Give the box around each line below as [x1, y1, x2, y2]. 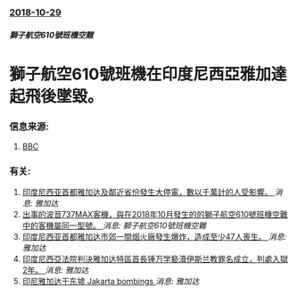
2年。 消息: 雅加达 [21, 265, 89, 275]
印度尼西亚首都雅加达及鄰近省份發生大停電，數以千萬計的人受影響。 [21, 187, 273, 198]
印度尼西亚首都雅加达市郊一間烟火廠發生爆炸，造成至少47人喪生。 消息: [21, 232, 287, 242]
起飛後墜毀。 [9, 86, 104, 106]
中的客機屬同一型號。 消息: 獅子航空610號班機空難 [21, 220, 207, 231]
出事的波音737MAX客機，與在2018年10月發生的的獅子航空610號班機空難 [21, 209, 288, 220]
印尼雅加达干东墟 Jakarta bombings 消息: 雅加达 [21, 276, 200, 287]
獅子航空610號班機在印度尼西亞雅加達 [9, 64, 287, 84]
